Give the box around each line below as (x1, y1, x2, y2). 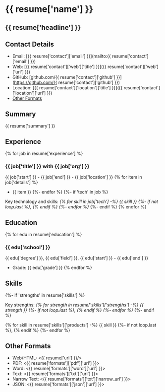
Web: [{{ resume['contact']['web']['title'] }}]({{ (12, 64, 107, 70)
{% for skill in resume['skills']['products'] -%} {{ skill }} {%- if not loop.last (5, 322, 157, 328)
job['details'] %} (5, 180, 38, 186)
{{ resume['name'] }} (5, 3, 93, 15)
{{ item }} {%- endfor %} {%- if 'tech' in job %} (12, 189, 109, 195)
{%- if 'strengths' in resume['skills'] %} (5, 292, 85, 298)
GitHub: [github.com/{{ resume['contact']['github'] (12, 74, 115, 80)
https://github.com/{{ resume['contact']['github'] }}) (14, 79, 120, 85)
